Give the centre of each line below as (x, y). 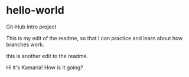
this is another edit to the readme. (47, 56)
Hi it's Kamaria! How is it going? (45, 67)
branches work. (25, 44)
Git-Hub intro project (31, 27)
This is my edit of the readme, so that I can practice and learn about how (94, 38)
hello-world (35, 10)
